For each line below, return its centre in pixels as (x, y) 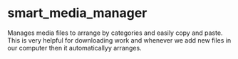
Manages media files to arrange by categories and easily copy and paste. (115, 33)
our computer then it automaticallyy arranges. (74, 48)
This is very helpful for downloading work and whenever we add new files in (119, 40)
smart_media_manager (77, 13)
